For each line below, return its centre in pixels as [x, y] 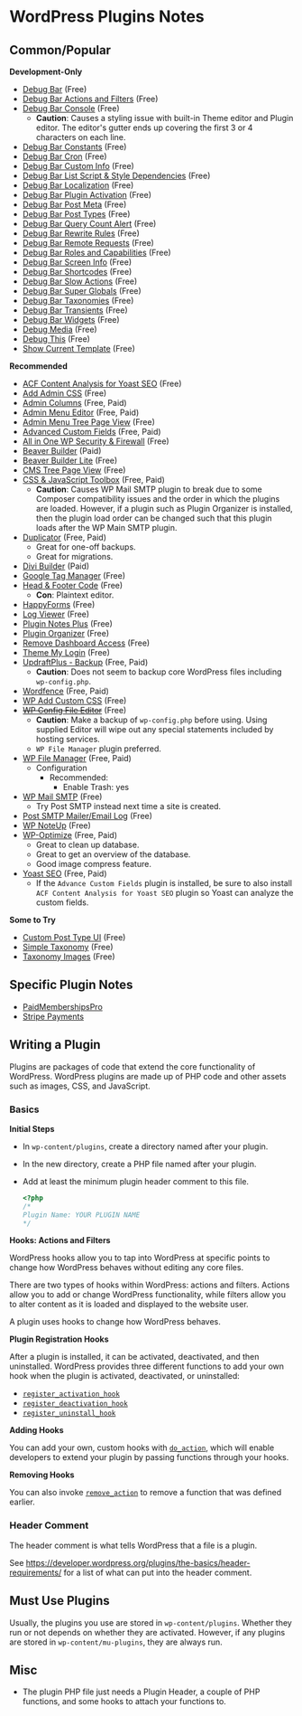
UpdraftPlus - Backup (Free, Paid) [85, 662]
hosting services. [68, 739]
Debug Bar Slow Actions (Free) [80, 281]
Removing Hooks [42, 1475]
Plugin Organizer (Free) [66, 633]
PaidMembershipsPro [63, 1006]
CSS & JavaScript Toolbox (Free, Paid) [93, 480]
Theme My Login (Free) [66, 652]
